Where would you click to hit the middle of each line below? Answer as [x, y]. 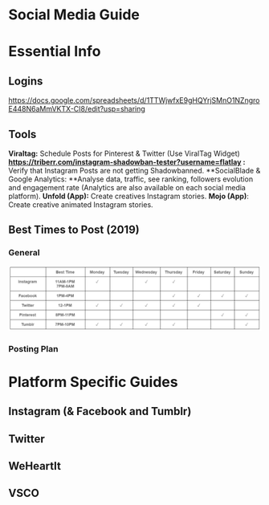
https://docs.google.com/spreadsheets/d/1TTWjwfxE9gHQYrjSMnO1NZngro [134, 100]
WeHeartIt [35, 466]
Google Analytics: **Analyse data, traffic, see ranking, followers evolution [131, 179]
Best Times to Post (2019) [74, 230]
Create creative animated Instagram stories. [81, 205]
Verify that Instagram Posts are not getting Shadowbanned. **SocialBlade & [134, 171]
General [24, 253]
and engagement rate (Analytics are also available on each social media [127, 187]
